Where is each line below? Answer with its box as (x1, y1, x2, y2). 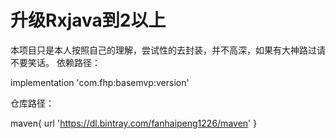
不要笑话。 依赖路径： (10, 56, 101, 68)
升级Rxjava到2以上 (10, 9, 167, 32)
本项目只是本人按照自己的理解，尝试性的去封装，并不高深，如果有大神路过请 (10, 44, 326, 56)
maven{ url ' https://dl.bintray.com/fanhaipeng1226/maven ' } (10, 117, 258, 129)
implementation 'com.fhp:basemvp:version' (10, 76, 190, 88)
